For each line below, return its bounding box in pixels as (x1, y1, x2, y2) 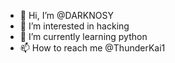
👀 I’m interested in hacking (19, 20, 130, 32)
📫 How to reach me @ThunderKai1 (19, 42, 166, 54)
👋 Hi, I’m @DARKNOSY (19, 10, 114, 21)
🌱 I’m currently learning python (19, 31, 148, 42)
